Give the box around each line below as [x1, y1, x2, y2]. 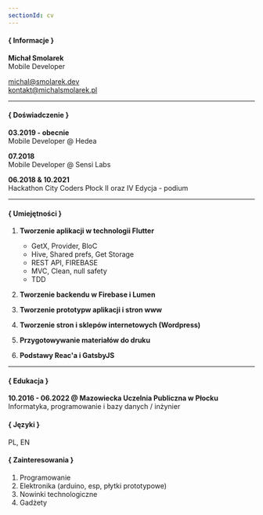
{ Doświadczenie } [8, 111, 69, 120]
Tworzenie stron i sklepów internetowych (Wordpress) [19, 320, 201, 330]
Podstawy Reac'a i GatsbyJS [19, 351, 115, 360]
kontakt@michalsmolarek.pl [8, 85, 98, 94]
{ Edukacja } [8, 376, 49, 385]
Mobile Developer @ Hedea [8, 137, 97, 146]
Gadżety [19, 498, 48, 507]
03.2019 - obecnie [8, 128, 70, 137]
